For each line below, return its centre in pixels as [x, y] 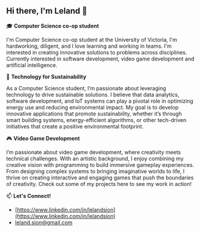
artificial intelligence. [32, 65]
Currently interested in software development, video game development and [100, 59]
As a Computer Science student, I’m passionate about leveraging [86, 88]
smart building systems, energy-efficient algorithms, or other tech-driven [96, 120]
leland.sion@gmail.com [44, 222]
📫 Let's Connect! [28, 196]
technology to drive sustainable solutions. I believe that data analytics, [93, 94]
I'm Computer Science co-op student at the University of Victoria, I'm [92, 39]
